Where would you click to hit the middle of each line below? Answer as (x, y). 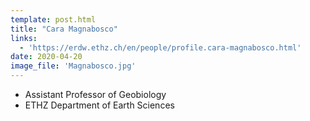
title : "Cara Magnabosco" (64, 29)
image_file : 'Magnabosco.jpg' (73, 66)
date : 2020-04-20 (46, 57)
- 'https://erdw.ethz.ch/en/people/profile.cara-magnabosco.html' (160, 47)
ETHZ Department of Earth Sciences (99, 105)
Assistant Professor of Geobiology (95, 94)
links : (24, 38)
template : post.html (53, 19)
